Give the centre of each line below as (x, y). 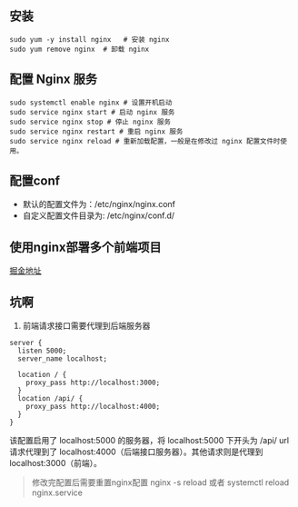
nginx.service (57, 492)
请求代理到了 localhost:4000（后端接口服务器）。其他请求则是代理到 (136, 452)
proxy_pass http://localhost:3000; (93, 383)
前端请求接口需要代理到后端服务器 (86, 326)
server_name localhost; (62, 359)
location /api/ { (50, 399)
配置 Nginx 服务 (54, 80)
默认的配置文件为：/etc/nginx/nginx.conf (99, 204)
